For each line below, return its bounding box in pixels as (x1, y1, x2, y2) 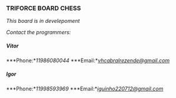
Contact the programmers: (6, 29, 71, 36)
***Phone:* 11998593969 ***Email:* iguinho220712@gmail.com (6, 85, 164, 92)
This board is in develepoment (6, 18, 80, 25)
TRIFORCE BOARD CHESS (6, 4, 82, 12)
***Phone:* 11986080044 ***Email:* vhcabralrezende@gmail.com (6, 57, 170, 64)
